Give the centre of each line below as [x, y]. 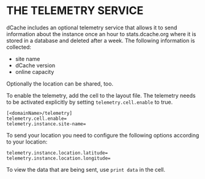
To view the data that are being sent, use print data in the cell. [86, 169]
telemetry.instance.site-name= [46, 124]
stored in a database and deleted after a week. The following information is [101, 40]
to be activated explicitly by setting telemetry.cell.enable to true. [90, 102]
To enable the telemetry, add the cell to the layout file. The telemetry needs [101, 95]
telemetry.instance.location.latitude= [57, 153]
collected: [19, 47]
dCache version [35, 65]
